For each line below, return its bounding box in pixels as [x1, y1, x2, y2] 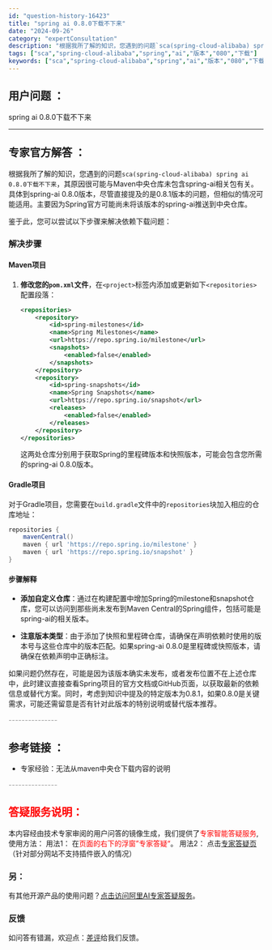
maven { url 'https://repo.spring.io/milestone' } [23, 540, 198, 549]
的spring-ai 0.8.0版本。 [19, 459, 99, 470]
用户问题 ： [8, 89, 65, 103]
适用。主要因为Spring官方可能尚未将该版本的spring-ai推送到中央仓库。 [15, 199, 253, 209]
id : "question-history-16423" [8, 11, 111, 20]
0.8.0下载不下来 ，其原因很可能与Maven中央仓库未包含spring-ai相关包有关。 [8, 179, 258, 189]
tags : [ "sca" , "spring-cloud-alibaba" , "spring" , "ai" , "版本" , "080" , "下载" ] [8, 49, 257, 58]
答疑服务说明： [8, 805, 83, 819]
